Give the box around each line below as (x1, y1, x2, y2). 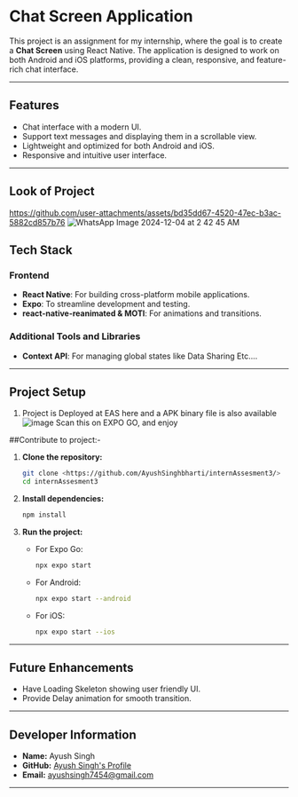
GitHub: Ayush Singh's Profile (21, 761, 131, 771)
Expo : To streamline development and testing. (21, 299, 191, 310)
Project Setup (9, 384, 87, 399)
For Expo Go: (35, 543, 83, 554)
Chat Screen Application (9, 6, 193, 27)
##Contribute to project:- (9, 435, 101, 446)
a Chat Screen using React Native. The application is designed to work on (9, 44, 279, 55)
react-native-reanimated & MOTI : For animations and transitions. (21, 308, 262, 319)
